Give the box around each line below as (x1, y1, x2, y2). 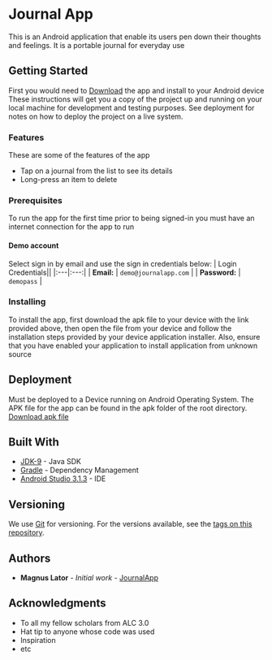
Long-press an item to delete (19, 175, 118, 185)
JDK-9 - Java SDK (19, 457, 81, 467)
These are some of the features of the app (8, 150, 150, 160)
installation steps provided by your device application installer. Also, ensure (8, 332, 261, 341)
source (8, 349, 32, 358)
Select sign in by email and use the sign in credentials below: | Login (8, 258, 237, 268)
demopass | (8, 276, 42, 285)
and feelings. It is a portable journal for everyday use (8, 40, 185, 50)
